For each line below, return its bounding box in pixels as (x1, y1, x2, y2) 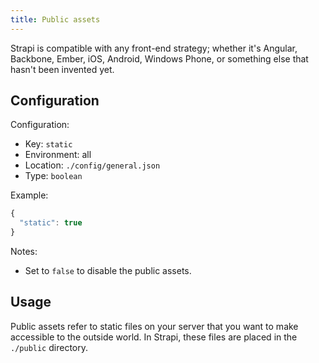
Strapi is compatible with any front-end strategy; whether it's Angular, (10, 42, 298, 54)
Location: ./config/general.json (24, 159, 161, 171)
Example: (10, 189, 49, 201)
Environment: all (24, 149, 92, 161)
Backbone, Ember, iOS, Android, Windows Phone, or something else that (10, 52, 309, 65)
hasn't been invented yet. (10, 63, 115, 75)
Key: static (24, 138, 73, 150)
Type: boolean (24, 170, 83, 182)
